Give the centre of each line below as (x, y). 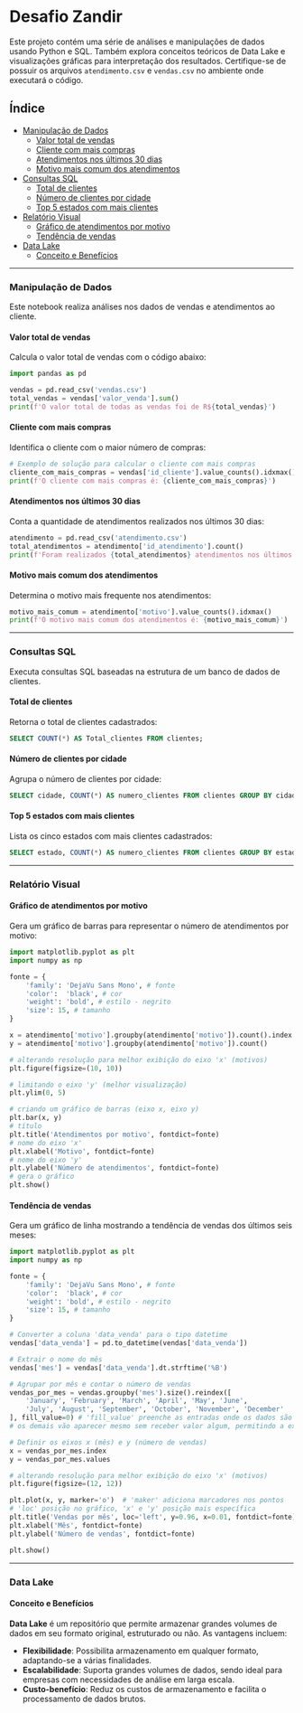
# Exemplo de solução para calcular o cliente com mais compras (133, 464)
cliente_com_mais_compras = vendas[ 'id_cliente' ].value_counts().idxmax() (153, 472)
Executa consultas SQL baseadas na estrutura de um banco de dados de (145, 672)
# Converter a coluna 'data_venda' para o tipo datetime (119, 1335)
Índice (27, 109)
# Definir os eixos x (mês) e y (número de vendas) (108, 1442)
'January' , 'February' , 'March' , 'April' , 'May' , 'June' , (137, 1401)
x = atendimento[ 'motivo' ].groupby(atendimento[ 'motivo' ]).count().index (151, 1035)
